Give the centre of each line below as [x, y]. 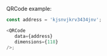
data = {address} [33, 36]
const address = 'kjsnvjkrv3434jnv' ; [54, 20]
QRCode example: [29, 9]
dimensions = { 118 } [36, 42]
